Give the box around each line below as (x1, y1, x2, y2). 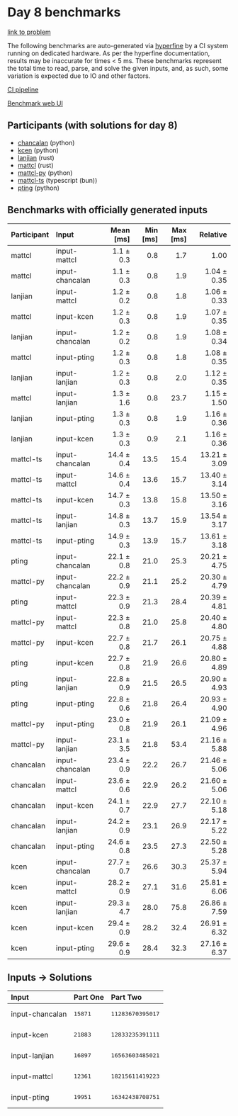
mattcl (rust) (17, 161, 55, 169)
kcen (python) (17, 146, 59, 154)
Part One (73, 993, 105, 1003)
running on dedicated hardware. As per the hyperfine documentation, (7, 49, 210, 57)
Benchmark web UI (7, 98, 64, 107)
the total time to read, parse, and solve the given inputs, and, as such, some (7, 64, 229, 72)
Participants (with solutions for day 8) (7, 120, 178, 132)
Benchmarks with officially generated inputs (7, 204, 208, 216)
